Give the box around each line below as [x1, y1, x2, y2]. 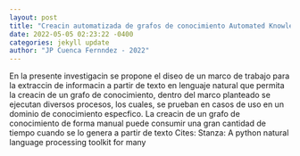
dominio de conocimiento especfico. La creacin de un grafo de [9, 109, 241, 119]
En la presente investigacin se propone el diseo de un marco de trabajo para [9, 70, 290, 81]
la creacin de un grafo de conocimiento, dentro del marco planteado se [9, 90, 271, 101]
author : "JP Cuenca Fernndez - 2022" [9, 46, 150, 55]
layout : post [9, 12, 58, 22]
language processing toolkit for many [9, 137, 146, 148]
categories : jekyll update [9, 37, 110, 47]
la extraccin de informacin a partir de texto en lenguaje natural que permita [9, 80, 285, 91]
